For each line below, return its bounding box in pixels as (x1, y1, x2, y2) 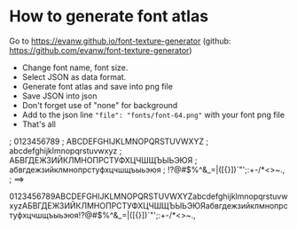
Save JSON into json (21, 91, 98, 101)
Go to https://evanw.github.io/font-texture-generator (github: (9, 36, 231, 46)
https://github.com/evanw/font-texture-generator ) (9, 44, 192, 55)
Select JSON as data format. (21, 71, 127, 82)
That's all (21, 118, 56, 130)
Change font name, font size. (21, 62, 129, 73)
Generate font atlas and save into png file (21, 81, 173, 91)
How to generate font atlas (9, 6, 209, 27)
